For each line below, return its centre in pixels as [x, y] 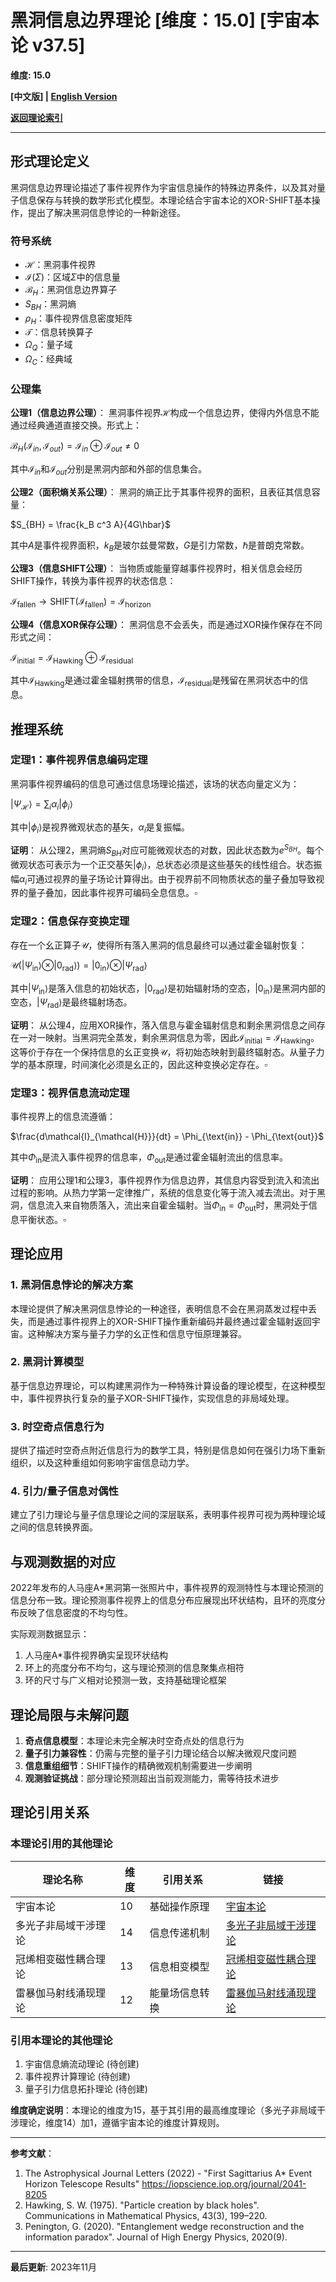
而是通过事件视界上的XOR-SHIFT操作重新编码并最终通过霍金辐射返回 [169, 1321]
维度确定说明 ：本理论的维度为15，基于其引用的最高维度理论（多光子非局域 [163, 2110]
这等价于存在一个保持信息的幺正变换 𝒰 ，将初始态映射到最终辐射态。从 [154, 1052]
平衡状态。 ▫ [42, 1219]
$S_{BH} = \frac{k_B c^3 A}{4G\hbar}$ [91, 524]
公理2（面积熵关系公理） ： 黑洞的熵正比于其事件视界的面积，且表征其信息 [161, 492]
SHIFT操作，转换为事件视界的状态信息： [93, 580]
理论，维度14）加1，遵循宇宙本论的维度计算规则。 [121, 2122]
